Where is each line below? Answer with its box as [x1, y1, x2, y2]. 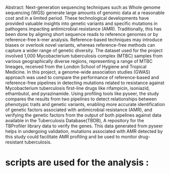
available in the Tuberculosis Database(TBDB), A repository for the [5, 118, 145, 123]
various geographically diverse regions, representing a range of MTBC [5, 58, 153, 64]
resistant [5, 139, 24, 145]
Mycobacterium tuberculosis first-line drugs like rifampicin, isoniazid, [5, 85, 150, 91]
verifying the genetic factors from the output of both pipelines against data [5, 112, 161, 118]
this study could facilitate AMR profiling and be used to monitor [5, 134, 138, 140]
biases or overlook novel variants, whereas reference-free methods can [5, 42, 156, 48]
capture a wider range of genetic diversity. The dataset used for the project [5, 48, 163, 53]
